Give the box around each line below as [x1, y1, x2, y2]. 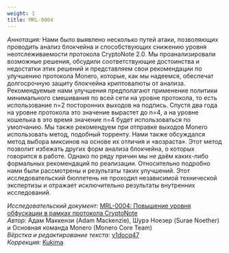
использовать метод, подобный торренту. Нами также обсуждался [7, 130, 206, 138]
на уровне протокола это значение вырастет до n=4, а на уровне [7, 108, 199, 117]
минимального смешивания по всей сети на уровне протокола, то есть [7, 93, 217, 101]
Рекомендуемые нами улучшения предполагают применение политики [7, 86, 218, 95]
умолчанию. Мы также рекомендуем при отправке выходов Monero [7, 123, 208, 131]
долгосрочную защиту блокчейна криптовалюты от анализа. [7, 79, 186, 87]
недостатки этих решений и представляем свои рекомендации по [7, 64, 202, 73]
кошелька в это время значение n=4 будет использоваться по [7, 115, 191, 123]
